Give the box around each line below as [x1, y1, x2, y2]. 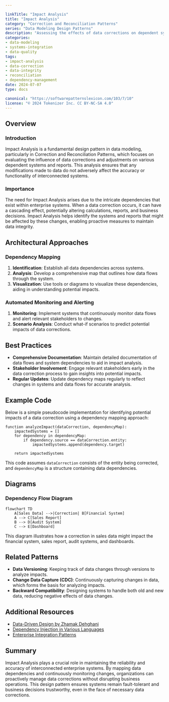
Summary [5, 646, 37, 655]
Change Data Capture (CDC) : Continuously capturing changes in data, [12, 577, 159, 583]
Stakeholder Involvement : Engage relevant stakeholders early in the [12, 365, 155, 371]
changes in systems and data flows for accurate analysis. [12, 382, 132, 388]
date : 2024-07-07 [5, 82, 42, 87]
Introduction [5, 134, 36, 141]
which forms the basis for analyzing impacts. [12, 582, 106, 588]
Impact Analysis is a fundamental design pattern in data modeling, [5, 146, 142, 152]
